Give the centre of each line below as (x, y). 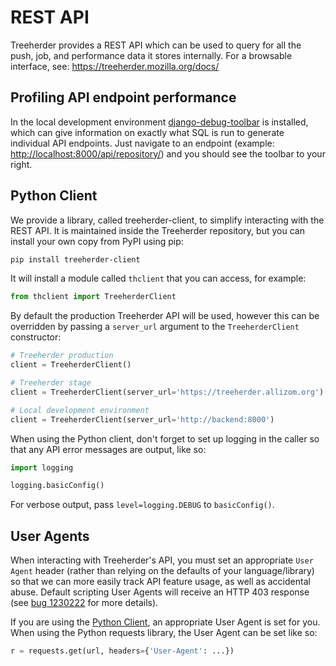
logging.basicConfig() (57, 486)
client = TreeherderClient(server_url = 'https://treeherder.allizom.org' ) (167, 392)
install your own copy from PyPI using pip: (97, 241)
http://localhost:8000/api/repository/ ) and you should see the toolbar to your (168, 153)
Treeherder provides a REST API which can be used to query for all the (156, 45)
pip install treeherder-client (75, 259)
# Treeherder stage (51, 383)
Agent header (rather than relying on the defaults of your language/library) (162, 571)
